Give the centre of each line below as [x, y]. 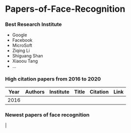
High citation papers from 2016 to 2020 [53, 79]
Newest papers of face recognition [47, 115]
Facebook [22, 40]
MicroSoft [22, 46]
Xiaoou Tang [25, 61]
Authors [35, 92]
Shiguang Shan [27, 56]
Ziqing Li [21, 51]
